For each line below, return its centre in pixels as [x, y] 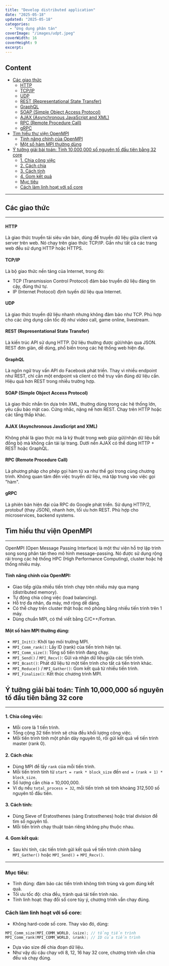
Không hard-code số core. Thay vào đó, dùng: [61, 924]
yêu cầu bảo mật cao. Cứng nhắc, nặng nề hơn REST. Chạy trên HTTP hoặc [83, 410]
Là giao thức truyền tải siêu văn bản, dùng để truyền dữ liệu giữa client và [81, 238]
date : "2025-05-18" [26, 15]
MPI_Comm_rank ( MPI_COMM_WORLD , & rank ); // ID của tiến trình [73, 938]
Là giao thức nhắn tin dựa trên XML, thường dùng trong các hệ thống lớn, [81, 404]
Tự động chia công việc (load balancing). [55, 598]
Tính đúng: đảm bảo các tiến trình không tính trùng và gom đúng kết [83, 884]
